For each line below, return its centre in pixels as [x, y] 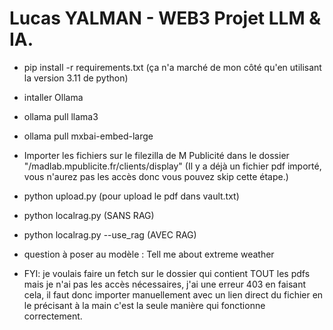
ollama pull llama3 [61, 116]
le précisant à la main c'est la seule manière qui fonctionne [144, 305]
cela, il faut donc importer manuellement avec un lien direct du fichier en [173, 294]
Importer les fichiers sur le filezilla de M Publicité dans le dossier [156, 155]
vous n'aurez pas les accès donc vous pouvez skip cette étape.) [156, 176]
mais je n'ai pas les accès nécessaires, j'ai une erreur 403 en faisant [165, 284]
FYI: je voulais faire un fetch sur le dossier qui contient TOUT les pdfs [167, 273]
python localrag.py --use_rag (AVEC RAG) [110, 234]
